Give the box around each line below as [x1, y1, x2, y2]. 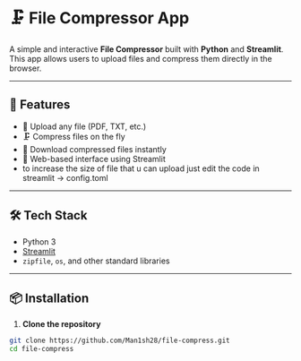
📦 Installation [9, 290, 90, 305]
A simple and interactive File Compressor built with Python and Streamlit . [9, 43, 284, 55]
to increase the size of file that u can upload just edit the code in [21, 163, 260, 174]
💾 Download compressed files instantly [21, 143, 168, 154]
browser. [9, 63, 42, 73]
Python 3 [21, 236, 56, 247]
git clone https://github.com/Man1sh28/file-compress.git [9, 336, 230, 346]
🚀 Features [9, 97, 71, 113]
